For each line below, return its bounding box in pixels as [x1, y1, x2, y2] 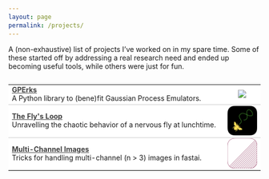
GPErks [11, 85, 38, 95]
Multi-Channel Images [11, 145, 90, 153]
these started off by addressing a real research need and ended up [8, 53, 230, 62]
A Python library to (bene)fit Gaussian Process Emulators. [11, 93, 202, 103]
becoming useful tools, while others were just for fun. [8, 61, 185, 71]
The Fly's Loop [11, 112, 62, 121]
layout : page [8, 13, 52, 21]
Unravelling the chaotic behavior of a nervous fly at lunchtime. [11, 120, 216, 129]
